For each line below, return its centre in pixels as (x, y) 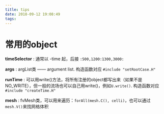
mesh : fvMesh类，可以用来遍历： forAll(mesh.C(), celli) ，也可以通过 (78, 100)
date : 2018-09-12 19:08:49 (33, 14)
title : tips (17, 10)
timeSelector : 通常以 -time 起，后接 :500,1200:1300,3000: (65, 59)
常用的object (31, 44)
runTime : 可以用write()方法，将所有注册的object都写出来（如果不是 (74, 80)
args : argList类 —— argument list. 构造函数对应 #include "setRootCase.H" (81, 69)
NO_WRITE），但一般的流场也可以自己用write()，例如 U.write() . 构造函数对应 (82, 86)
